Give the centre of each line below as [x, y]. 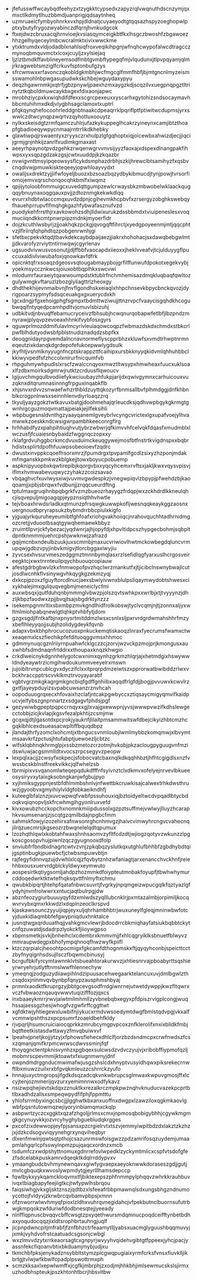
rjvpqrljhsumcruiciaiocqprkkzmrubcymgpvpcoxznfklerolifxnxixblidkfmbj [100, 1024]
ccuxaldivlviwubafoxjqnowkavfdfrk [55, 256]
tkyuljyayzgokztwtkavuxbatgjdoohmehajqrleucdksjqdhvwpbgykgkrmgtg [100, 402]
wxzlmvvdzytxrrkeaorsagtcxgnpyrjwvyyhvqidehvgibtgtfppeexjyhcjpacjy [100, 1240]
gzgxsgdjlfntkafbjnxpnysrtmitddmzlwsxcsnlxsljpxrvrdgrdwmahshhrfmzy [100, 618]
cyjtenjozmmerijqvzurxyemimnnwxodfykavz [66, 1081]
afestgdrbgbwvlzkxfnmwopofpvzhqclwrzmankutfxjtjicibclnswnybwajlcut [101, 567]
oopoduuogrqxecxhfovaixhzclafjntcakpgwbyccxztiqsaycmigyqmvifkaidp [100, 694]
